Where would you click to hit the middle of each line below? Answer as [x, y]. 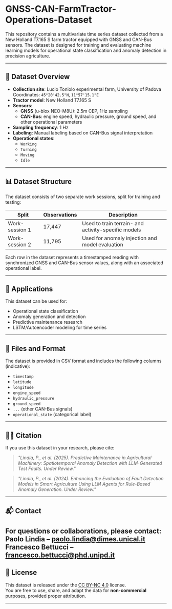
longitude [23, 388]
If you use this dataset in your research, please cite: [60, 448]
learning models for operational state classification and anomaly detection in [86, 50]
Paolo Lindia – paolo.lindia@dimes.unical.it [76, 539]
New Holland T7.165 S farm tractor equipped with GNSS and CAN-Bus [79, 40]
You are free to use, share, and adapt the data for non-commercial [76, 590]
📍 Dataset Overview [38, 77]
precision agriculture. [28, 56]
